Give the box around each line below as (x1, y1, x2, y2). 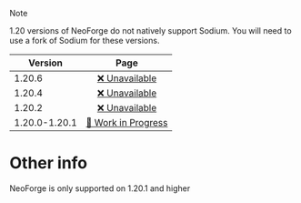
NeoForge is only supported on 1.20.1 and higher (9, 182, 191, 194)
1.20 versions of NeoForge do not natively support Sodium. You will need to (9, 25, 293, 36)
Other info (9, 153, 88, 174)
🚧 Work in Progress (85, 117, 168, 128)
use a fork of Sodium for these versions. (9, 36, 160, 46)
